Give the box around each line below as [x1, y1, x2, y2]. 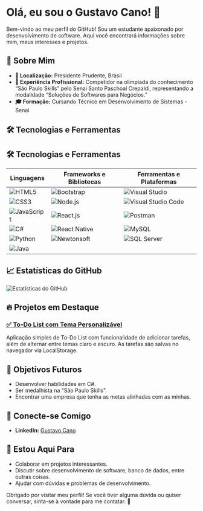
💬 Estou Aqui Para [6, 444, 74, 455]
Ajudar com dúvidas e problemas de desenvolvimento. [14, 480, 151, 487]
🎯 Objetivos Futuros [6, 364, 82, 374]
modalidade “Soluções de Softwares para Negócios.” [14, 91, 148, 98]
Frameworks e [63, 170, 106, 178]
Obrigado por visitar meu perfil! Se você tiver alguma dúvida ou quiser [6, 491, 181, 498]
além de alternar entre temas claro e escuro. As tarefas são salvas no [6, 341, 179, 348]
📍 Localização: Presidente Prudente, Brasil [14, 72, 122, 79]
